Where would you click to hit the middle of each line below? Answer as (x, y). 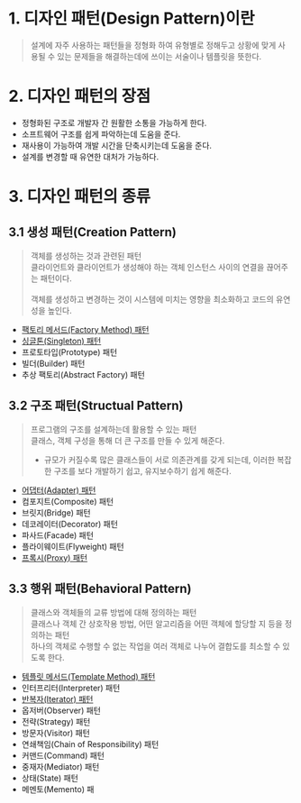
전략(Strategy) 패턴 (56, 721)
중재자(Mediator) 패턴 (60, 766)
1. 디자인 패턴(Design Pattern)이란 (132, 18)
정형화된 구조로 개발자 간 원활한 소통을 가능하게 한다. (114, 123)
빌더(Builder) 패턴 (53, 363)
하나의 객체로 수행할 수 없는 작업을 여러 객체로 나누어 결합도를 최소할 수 (155, 646)
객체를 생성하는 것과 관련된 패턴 (86, 255)
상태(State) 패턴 (50, 778)
